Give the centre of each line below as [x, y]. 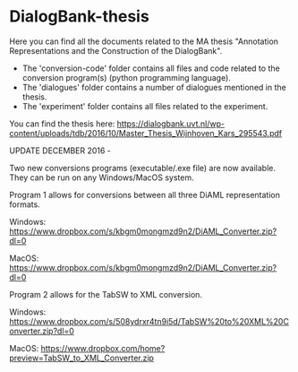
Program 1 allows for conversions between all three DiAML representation [145, 195]
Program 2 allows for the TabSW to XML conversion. [106, 294]
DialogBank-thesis [79, 17]
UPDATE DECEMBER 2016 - [60, 151]
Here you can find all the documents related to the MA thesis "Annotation [144, 41]
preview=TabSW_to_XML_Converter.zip [82, 358]
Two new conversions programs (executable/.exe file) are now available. [142, 168]
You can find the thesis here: [62, 124]
